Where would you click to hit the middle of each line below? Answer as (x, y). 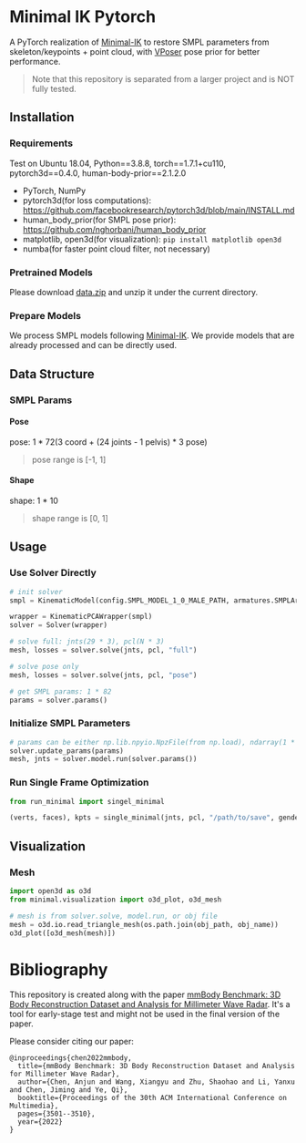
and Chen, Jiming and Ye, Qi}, (69, 1090)
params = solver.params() (58, 700)
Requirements (41, 143)
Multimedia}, (34, 1106)
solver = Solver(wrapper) (58, 625)
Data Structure (52, 374)
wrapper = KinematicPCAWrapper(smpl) (81, 617)
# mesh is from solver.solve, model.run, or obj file (114, 916)
